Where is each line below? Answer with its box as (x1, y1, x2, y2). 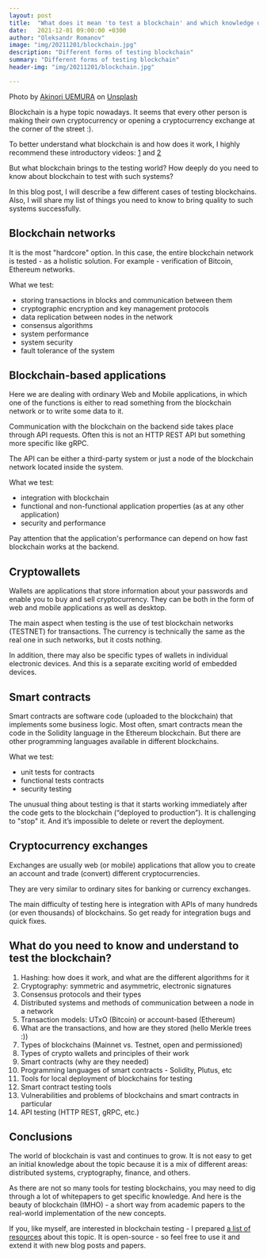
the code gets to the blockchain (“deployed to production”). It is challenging (9, 808, 257, 817)
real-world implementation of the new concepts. (9, 1209, 166, 1218)
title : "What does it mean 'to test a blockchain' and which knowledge (9, 19, 254, 27)
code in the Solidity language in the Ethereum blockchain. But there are (9, 728, 241, 738)
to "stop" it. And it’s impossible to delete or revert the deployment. (9, 817, 225, 825)
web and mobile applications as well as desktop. (9, 603, 167, 612)
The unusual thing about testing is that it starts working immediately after (9, 799, 248, 809)
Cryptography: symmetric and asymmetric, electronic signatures (20, 981, 232, 990)
